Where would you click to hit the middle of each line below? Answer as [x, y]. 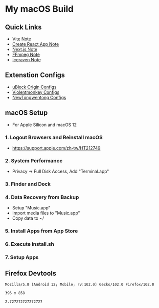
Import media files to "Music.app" [46, 213]
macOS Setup [26, 113]
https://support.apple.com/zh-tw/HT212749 [56, 148]
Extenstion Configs [35, 75]
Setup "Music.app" [31, 208]
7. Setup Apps [22, 257]
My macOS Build [39, 9]
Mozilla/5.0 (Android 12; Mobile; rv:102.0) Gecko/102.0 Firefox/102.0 [79, 285]
